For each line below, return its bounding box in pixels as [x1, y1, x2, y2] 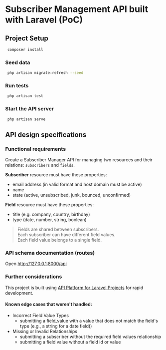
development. [5, 290, 33, 296]
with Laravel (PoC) [5, 14, 83, 25]
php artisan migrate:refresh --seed [7, 70, 84, 75]
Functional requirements [5, 145, 66, 152]
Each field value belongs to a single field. [17, 237, 102, 243]
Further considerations [5, 273, 62, 280]
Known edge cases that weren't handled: [5, 301, 92, 308]
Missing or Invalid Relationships [12, 328, 78, 334]
